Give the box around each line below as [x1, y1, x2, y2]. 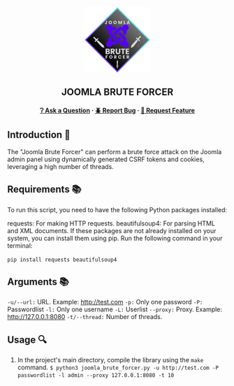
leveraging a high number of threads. [7, 162, 114, 170]
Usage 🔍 [7, 334, 47, 346]
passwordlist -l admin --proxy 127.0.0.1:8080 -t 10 [17, 372, 175, 379]
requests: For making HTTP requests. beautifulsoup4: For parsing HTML [7, 219, 215, 228]
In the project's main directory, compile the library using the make [17, 356, 204, 364]
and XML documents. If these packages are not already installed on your [7, 226, 217, 235]
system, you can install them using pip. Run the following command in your [7, 234, 223, 242]
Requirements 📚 [7, 184, 82, 195]
